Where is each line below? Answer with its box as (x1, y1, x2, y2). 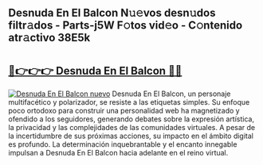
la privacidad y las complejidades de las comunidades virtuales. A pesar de (8, 123, 256, 132)
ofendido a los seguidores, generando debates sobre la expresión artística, (8, 114, 255, 124)
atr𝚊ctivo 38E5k (8, 31, 91, 44)
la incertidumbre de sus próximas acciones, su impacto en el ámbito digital (8, 131, 253, 140)
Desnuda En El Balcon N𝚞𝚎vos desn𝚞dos (8, 6, 216, 20)
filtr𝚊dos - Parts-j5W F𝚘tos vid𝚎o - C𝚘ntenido (8, 19, 243, 33)
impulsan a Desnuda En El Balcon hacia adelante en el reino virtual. (8, 148, 229, 157)
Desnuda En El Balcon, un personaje (112, 89, 231, 98)
